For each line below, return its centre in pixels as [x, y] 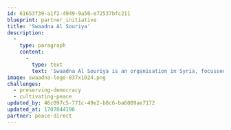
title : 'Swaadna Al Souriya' [49, 26]
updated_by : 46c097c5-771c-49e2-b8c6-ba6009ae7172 [81, 103]
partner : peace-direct [40, 116]
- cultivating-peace [43, 97]
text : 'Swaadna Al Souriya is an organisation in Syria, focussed [129, 71]
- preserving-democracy [47, 90]
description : [26, 33]
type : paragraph [43, 45]
